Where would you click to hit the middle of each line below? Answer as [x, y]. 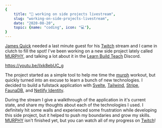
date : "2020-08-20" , [34, 23]
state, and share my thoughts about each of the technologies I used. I [74, 105]
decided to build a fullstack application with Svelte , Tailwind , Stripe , [72, 85]
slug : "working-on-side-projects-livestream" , [61, 18]
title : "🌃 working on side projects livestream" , [65, 14]
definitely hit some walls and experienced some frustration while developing [81, 110]
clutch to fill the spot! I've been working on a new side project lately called [79, 51]
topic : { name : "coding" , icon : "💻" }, [52, 28]
